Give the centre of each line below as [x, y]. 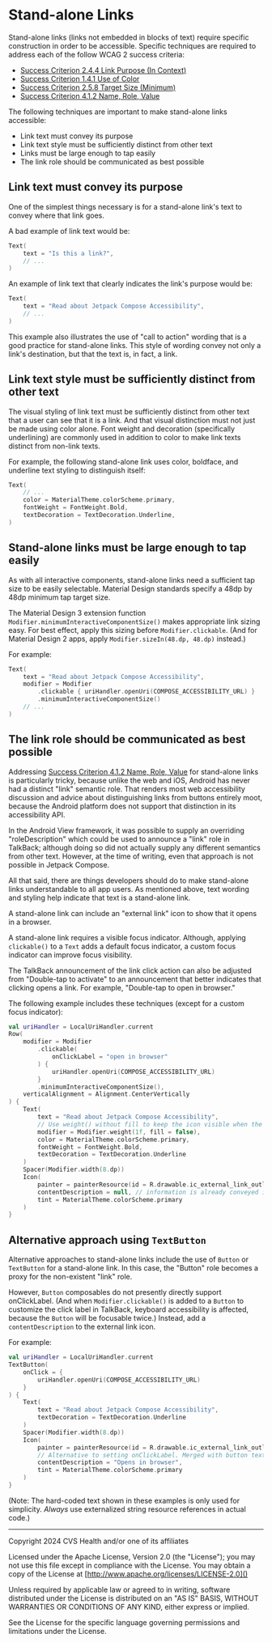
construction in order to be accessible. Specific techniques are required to [132, 45]
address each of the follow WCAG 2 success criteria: [96, 54]
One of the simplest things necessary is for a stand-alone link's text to [125, 206]
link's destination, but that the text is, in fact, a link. [93, 354]
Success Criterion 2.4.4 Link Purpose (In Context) [103, 70]
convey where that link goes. [57, 215]
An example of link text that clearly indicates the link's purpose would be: [131, 284]
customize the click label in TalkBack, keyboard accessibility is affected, [129, 1309]
